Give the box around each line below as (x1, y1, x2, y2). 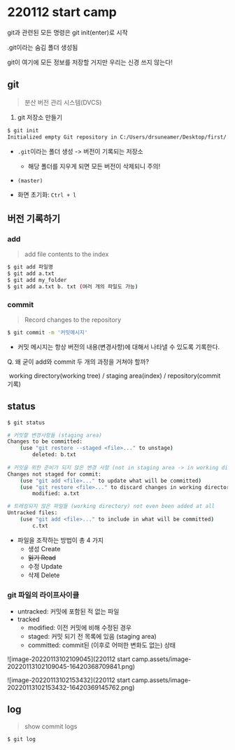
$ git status (7, 419, 45, 426)
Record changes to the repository (24, 316, 122, 324)
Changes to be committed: (7, 438, 83, 445)
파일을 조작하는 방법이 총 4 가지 (17, 536, 104, 544)
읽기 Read (27, 553, 56, 562)
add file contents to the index (24, 250, 109, 259)
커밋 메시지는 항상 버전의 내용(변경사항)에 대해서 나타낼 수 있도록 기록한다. (17, 342, 220, 351)
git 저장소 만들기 (17, 113, 63, 121)
